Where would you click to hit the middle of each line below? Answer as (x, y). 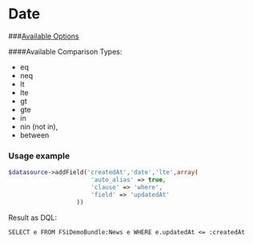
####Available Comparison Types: (65, 51)
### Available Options (44, 36)
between (34, 135)
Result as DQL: (33, 218)
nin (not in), (39, 126)
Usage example (39, 155)
